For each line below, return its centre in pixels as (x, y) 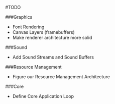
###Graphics (19, 17)
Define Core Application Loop (43, 96)
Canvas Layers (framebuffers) (43, 32)
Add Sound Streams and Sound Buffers (53, 57)
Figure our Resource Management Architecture (61, 77)
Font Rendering (28, 27)
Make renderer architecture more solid (52, 38)
